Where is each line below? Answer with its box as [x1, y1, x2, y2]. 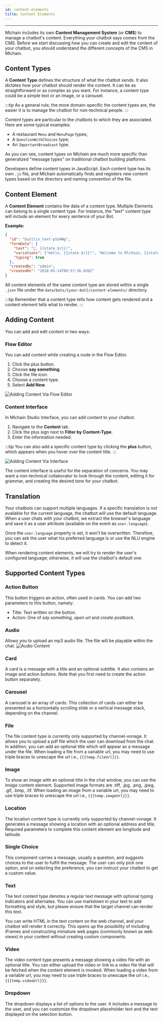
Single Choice [5, 843, 39, 850]
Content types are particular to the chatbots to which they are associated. [5, 117, 153, 123]
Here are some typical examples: [5, 122, 71, 128]
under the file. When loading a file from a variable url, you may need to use [5, 748, 155, 754]
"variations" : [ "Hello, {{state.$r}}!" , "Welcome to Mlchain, [14, 250, 142, 255]
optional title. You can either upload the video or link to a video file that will [5, 962, 154, 968]
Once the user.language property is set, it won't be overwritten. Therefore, [5, 530, 154, 536]
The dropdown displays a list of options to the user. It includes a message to [5, 1001, 158, 1006]
